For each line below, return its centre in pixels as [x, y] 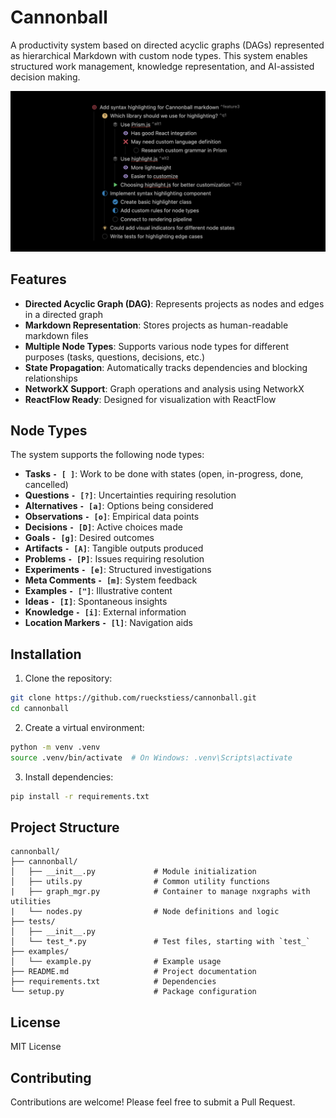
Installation [46, 654]
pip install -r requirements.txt [80, 796]
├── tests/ [33, 922]
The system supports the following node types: [107, 455]
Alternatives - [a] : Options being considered [119, 506]
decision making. [45, 77]
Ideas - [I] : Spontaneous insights [96, 602]
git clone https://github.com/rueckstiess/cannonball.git [133, 698]
